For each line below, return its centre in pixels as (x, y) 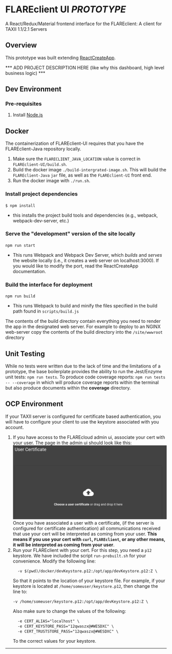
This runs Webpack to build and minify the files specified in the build (85, 306)
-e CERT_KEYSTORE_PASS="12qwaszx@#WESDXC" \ (66, 627)
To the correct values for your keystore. (54, 641)
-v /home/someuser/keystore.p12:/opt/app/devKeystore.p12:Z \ (80, 602)
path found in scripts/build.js (46, 311)
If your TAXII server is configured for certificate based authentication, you (83, 416)
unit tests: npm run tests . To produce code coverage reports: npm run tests (85, 377)
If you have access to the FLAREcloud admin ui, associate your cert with (89, 437)
